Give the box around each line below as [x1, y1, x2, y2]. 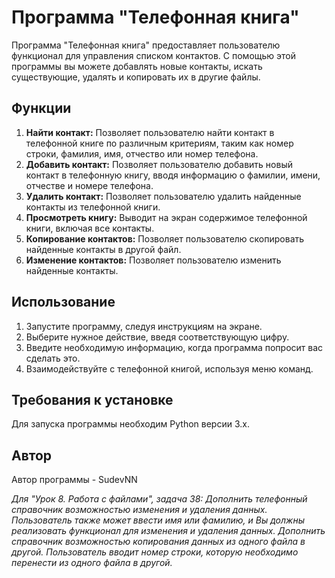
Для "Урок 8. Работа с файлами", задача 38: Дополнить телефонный [11, 493, 308, 505]
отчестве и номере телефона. [25, 179, 154, 191]
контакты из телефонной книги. [25, 201, 161, 213]
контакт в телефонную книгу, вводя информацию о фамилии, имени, [25, 169, 321, 181]
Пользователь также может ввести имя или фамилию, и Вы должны [11, 514, 305, 526]
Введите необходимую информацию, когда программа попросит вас [25, 341, 324, 353]
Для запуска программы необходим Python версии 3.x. [11, 418, 250, 430]
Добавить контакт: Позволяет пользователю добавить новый [25, 158, 293, 170]
